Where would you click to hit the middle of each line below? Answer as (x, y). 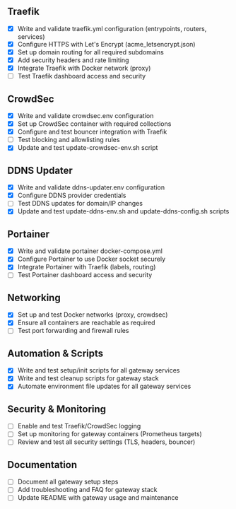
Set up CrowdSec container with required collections (94, 124)
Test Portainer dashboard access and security (85, 275)
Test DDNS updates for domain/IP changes (80, 204)
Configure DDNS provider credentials (72, 195)
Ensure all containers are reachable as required (86, 323)
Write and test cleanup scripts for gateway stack (88, 378)
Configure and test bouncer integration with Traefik (92, 132)
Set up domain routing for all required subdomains (90, 52)
